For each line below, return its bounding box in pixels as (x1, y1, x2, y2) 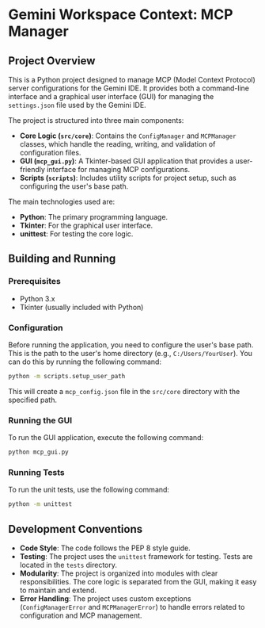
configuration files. (19, 148, 81, 157)
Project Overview (8, 54, 96, 67)
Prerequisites (8, 276, 61, 287)
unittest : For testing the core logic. (19, 229, 134, 239)
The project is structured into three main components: (8, 116, 184, 124)
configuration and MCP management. (19, 611, 142, 620)
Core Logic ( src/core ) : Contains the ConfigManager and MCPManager (19, 131, 237, 140)
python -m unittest (8, 500, 73, 508)
